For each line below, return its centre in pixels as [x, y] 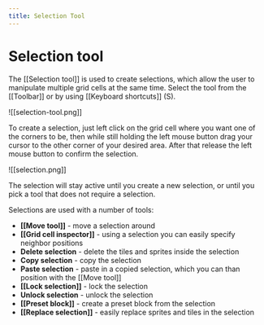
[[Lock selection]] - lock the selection [84, 286]
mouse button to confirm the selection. [74, 154]
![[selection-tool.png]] [45, 112]
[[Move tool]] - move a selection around [88, 226]
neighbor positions [52, 243]
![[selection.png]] [37, 169]
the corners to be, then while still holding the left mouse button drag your [131, 136]
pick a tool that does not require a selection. [82, 194]
